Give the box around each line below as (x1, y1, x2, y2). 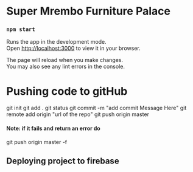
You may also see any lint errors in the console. (6, 63, 125, 71)
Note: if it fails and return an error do (6, 125, 100, 132)
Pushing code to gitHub (6, 84, 128, 98)
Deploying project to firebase (6, 156, 120, 167)
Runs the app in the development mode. (6, 38, 107, 46)
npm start (6, 26, 35, 33)
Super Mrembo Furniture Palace (6, 4, 170, 18)
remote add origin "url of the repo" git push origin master (6, 111, 149, 118)
